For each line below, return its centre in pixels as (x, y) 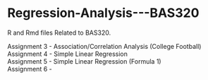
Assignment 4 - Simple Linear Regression (68, 54)
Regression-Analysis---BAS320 (103, 13)
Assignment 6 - (30, 69)
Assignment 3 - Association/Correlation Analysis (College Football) (104, 46)
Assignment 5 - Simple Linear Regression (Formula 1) (84, 61)
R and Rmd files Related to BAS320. (59, 33)
